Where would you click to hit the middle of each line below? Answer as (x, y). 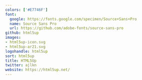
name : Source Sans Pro (33, 24)
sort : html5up (20, 56)
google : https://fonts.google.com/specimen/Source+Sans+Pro (73, 19)
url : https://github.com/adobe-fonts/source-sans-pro (67, 28)
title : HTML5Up (21, 61)
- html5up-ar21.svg (25, 47)
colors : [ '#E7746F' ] (27, 10)
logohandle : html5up (27, 51)
